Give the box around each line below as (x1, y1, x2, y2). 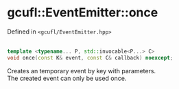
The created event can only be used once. (7, 74, 127, 82)
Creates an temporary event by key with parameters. (7, 66, 156, 75)
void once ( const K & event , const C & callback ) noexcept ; (7, 54, 174, 61)
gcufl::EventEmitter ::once (7, 5, 158, 21)
